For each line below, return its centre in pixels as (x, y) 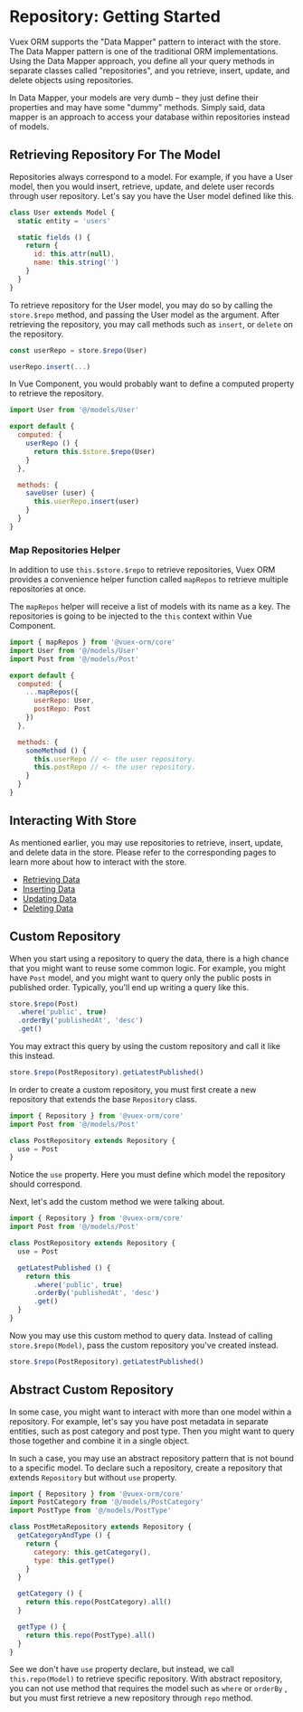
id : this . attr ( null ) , (74, 254)
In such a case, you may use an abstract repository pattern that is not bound (151, 1458)
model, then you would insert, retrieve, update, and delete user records (142, 186)
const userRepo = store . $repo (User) (78, 350)
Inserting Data (49, 889)
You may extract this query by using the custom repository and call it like (145, 1046)
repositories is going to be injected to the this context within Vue (131, 616)
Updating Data (49, 898)
